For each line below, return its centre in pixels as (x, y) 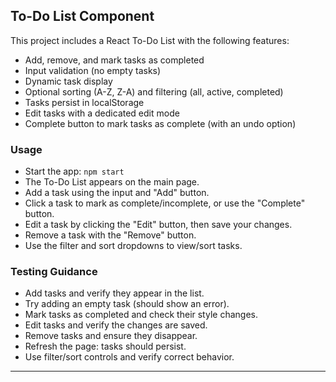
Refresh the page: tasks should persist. (105, 346)
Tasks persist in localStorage (84, 102)
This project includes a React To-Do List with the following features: (150, 40)
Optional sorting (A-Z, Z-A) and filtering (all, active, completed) (154, 91)
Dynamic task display (68, 81)
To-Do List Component (82, 16)
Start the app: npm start (74, 171)
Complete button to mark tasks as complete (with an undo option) (160, 123)
